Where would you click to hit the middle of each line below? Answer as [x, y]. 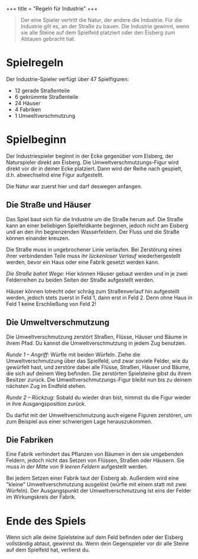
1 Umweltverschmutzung [45, 115]
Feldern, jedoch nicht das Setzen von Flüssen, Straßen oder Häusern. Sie [95, 460]
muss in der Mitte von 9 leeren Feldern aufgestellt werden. [77, 467]
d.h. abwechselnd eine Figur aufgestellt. [55, 175]
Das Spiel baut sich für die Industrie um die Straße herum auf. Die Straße [95, 219]
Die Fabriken [30, 440]
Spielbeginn [36, 140]
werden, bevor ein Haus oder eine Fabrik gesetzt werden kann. [83, 262]
